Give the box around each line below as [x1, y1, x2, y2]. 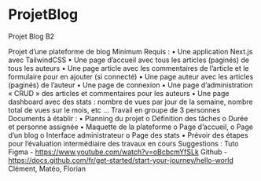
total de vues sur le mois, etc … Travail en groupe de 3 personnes [8, 105, 221, 115]
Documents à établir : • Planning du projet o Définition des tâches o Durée [8, 113, 248, 123]
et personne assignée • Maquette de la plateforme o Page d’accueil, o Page [8, 122, 254, 131]
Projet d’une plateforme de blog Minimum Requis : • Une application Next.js [8, 46, 253, 56]
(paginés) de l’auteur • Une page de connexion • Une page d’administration [8, 80, 253, 90]
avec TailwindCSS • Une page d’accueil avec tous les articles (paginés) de [8, 55, 250, 65]
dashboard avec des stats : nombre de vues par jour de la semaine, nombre [8, 97, 253, 106]
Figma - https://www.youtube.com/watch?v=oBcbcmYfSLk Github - [8, 147, 228, 157]
